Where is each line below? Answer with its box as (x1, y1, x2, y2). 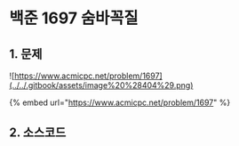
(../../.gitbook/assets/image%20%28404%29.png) (9, 80, 194, 90)
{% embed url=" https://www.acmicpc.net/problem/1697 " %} (9, 97, 231, 108)
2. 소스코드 (9, 126, 67, 141)
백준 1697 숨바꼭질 (9, 8, 139, 28)
